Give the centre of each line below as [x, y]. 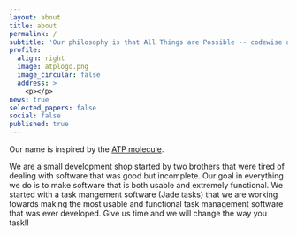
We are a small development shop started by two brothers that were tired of [147, 166]
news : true [29, 99]
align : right [41, 58]
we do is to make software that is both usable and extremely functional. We [146, 185]
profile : [25, 50]
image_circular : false [59, 75]
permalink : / [33, 34]
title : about [33, 26]
